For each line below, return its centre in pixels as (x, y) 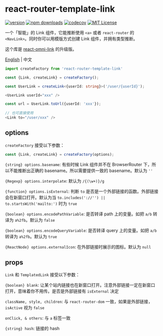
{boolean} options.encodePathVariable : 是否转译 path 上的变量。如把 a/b (79, 214)
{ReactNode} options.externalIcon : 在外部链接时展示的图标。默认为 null (78, 247)
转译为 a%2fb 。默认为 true (31, 236)
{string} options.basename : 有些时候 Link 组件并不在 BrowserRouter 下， (79, 164)
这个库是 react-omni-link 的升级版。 (41, 49)
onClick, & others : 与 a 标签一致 (38, 318)
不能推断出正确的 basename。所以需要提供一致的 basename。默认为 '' (81, 170)
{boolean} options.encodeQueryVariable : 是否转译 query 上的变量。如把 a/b (81, 230)
